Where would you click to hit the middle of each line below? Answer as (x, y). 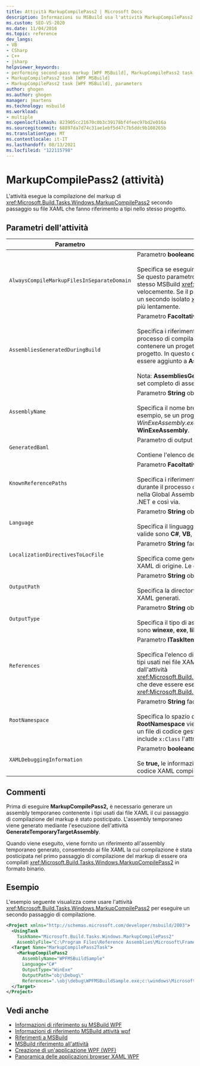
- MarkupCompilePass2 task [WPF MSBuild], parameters (74, 84)
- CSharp (17, 51)
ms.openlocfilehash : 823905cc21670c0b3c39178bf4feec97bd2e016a (86, 123)
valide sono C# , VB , (164, 534)
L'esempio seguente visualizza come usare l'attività (69, 901)
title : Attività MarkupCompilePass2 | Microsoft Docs (74, 12)
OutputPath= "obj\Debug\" (53, 975)
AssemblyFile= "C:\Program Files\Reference (70, 942)
